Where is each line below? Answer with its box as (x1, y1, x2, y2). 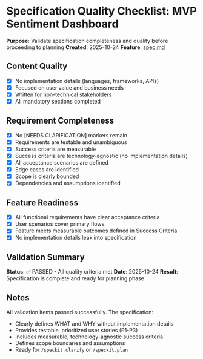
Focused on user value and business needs (15, 84, 124, 91)
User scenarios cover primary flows (15, 220, 105, 228)
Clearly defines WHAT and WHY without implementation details (15, 320, 174, 328)
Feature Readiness (6, 197, 79, 208)
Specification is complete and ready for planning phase (6, 275, 144, 282)
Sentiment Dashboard (6, 17, 119, 31)
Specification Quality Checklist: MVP (6, 4, 197, 18)
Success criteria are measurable (15, 145, 96, 153)
